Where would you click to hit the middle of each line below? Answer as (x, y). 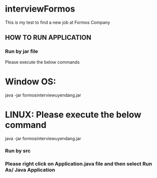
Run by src (18, 151)
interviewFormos (40, 9)
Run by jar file (22, 51)
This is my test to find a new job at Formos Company (58, 22)
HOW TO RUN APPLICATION (48, 38)
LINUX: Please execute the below (73, 114)
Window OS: (31, 81)
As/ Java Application (30, 170)
